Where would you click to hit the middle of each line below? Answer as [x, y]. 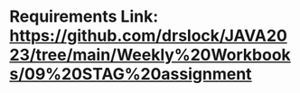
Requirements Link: [84, 17]
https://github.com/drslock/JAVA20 [148, 36]
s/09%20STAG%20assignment [131, 74]
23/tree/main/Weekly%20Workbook [150, 55]
